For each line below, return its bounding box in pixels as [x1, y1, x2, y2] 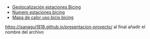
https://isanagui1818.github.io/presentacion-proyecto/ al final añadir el [5, 24, 146, 30]
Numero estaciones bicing [12, 9, 65, 15]
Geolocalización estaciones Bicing [12, 4, 81, 10]
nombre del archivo [5, 29, 44, 35]
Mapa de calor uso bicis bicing [12, 15, 74, 20]
